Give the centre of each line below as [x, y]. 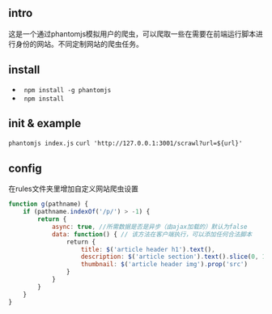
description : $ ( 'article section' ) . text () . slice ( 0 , [170, 257]
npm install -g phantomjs [68, 90]
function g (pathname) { [49, 204]
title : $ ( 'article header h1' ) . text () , [148, 249]
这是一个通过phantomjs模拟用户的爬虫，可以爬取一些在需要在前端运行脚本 [132, 34]
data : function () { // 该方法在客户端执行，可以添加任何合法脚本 [152, 234]
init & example [45, 123]
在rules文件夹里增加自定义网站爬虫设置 [74, 189]
